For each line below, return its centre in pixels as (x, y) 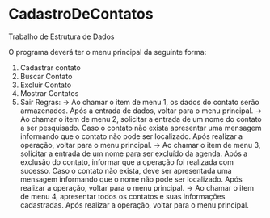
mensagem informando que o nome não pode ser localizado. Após (131, 179)
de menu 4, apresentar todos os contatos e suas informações (122, 196)
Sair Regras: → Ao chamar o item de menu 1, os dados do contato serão (140, 102)
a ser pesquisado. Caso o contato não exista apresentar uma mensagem (141, 128)
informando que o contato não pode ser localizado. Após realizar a (131, 136)
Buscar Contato (46, 76)
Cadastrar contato (50, 67)
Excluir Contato (46, 85)
